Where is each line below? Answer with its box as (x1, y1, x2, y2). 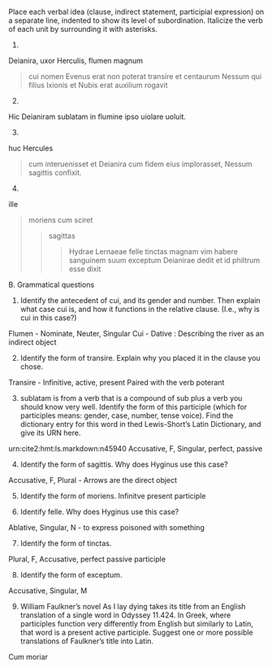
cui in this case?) (19, 313, 77, 323)
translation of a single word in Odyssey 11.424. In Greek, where (19, 610, 231, 620)
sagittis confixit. (28, 168, 82, 178)
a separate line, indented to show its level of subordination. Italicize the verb (8, 15, 264, 25)
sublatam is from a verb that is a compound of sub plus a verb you (19, 393, 243, 402)
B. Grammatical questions (8, 280, 95, 289)
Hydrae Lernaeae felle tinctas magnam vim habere (68, 247, 238, 256)
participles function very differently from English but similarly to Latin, (19, 619, 253, 628)
